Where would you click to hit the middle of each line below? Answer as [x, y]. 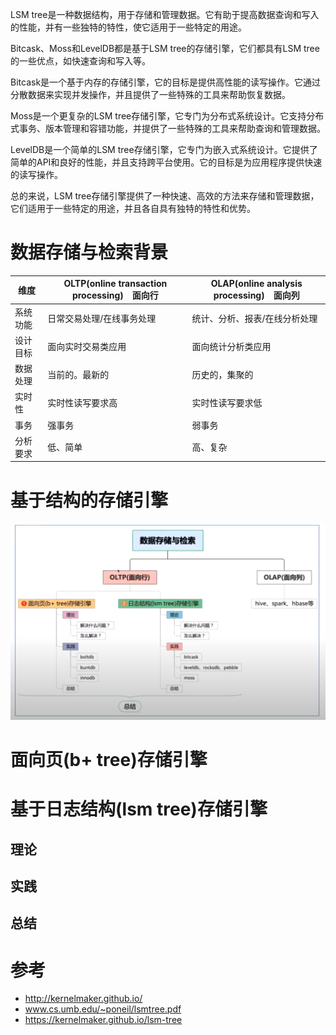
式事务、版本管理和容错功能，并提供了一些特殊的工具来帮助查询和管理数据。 [168, 128]
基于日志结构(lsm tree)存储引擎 [139, 809]
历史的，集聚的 [222, 375]
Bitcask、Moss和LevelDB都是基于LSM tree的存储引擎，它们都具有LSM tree [165, 48]
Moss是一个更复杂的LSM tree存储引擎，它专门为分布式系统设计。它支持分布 [167, 116]
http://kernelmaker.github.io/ [83, 999]
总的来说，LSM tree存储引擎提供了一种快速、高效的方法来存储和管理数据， [165, 196]
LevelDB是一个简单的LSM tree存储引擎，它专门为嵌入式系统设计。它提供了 [164, 149]
